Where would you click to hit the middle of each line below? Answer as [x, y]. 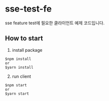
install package [27, 50]
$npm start [16, 85]
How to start [24, 38]
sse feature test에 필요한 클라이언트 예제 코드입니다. [55, 23]
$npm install [18, 59]
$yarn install [19, 67]
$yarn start [17, 94]
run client [22, 76]
